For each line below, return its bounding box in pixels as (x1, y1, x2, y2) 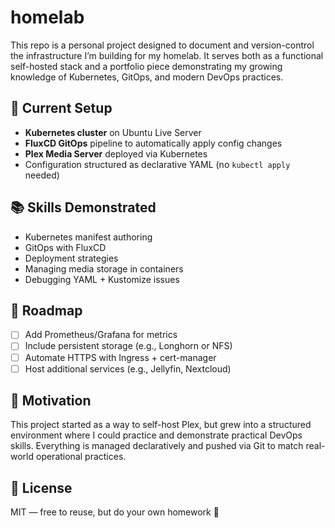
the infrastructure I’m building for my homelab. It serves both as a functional (10, 49, 324, 61)
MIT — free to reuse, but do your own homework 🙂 (10, 506, 220, 518)
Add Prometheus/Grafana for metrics (24, 329, 178, 341)
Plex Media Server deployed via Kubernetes (24, 147, 208, 160)
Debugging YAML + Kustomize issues (24, 273, 180, 285)
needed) (24, 169, 60, 181)
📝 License (10, 479, 73, 496)
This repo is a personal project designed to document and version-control (10, 39, 315, 51)
